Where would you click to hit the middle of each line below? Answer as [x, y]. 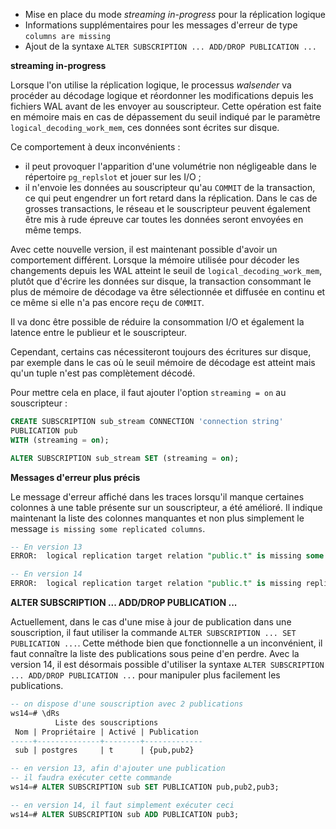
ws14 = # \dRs [35, 713]
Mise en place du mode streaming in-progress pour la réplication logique [175, 14]
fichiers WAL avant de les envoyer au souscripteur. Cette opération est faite [166, 106]
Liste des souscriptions [106, 722]
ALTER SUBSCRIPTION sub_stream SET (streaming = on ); [125, 458]
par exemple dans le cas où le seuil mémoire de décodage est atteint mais [163, 362]
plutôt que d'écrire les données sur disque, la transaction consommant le [161, 281]
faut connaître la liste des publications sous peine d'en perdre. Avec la [155, 653]
